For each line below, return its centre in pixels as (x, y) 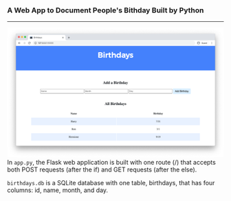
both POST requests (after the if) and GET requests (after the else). (102, 169)
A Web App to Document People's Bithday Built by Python (106, 10)
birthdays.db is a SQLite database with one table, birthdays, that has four (111, 183)
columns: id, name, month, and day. (58, 190)
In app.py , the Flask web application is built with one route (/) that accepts (112, 162)
